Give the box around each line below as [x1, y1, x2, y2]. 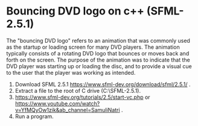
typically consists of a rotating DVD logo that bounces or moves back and [6, 49, 190, 57]
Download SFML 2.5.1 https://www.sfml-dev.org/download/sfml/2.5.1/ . [14, 80, 191, 88]
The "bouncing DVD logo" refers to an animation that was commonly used [6, 37, 190, 44]
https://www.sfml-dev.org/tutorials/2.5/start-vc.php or [14, 93, 150, 101]
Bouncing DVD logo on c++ [6, 4, 145, 18]
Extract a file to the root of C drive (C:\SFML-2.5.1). [14, 87, 141, 94]
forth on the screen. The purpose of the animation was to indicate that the [6, 56, 190, 63]
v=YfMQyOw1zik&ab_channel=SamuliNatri [14, 106, 120, 113]
